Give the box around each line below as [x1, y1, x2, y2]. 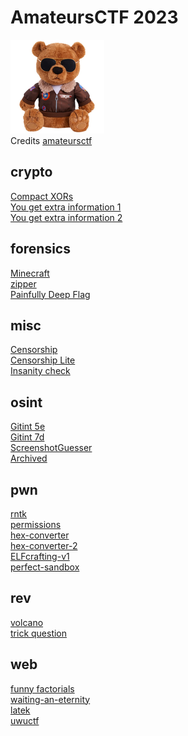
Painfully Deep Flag [10, 288, 91, 300]
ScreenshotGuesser [10, 442, 93, 454]
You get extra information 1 [10, 201, 122, 213]
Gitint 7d [10, 431, 45, 443]
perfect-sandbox [10, 561, 80, 573]
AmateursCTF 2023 [10, 6, 179, 29]
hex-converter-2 [10, 540, 78, 551]
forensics [10, 241, 71, 258]
